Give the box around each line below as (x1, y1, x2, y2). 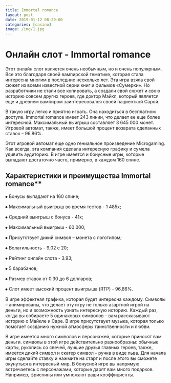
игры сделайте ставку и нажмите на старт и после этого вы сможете (5, 355, 157, 361)
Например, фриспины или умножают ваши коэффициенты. (5, 371, 134, 378)
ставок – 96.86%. (5, 131, 43, 137)
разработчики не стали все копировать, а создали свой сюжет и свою (5, 88, 160, 94)
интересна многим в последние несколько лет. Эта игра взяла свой (5, 77, 155, 83)
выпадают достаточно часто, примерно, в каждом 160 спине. (5, 157, 141, 163)
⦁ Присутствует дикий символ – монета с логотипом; (5, 234, 122, 241)
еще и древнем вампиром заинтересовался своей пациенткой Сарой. (5, 99, 160, 105)
